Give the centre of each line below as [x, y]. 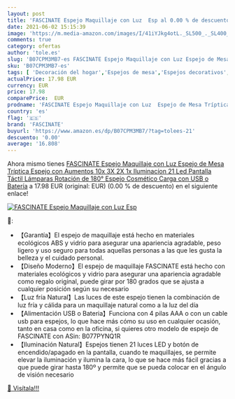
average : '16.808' [34, 144]
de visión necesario [46, 374]
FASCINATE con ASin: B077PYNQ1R [69, 336]
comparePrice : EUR [36, 99]
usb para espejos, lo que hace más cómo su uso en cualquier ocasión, [119, 321]
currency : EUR [28, 85]
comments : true [29, 40]
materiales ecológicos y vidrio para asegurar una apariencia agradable [119, 274]
